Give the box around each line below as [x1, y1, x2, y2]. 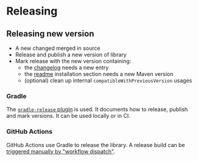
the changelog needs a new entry [24, 64, 109, 71]
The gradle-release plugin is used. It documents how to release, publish [6, 106, 188, 113]
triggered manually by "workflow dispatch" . [6, 148, 116, 155]
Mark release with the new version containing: [15, 58, 132, 64]
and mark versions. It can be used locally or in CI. [6, 112, 131, 120]
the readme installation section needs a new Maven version [24, 70, 174, 77]
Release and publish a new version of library [15, 51, 127, 58]
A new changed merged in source [15, 44, 101, 52]
